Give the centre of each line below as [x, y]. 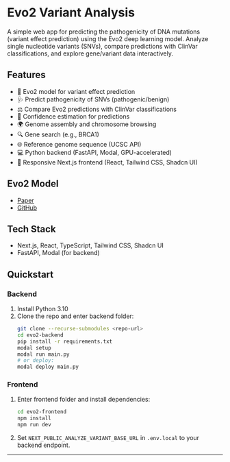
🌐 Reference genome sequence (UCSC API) [79, 144]
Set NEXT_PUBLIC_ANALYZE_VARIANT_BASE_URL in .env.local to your [108, 438]
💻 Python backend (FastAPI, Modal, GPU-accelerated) [94, 152]
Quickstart [30, 275]
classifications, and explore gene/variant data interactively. [90, 53]
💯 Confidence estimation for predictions [73, 116]
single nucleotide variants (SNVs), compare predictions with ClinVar [103, 46]
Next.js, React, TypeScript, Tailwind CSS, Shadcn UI [90, 245]
